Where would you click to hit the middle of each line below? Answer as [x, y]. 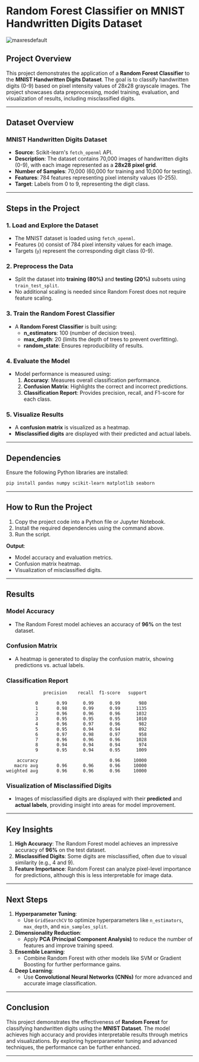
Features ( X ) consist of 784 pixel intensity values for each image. [94, 244]
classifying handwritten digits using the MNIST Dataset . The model [88, 1028]
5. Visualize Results [35, 414]
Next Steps [27, 899]
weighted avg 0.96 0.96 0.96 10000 [76, 771]
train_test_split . [37, 285]
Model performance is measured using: [63, 374]
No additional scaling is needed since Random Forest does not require [100, 292]
